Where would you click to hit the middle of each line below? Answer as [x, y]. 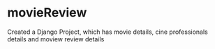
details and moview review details [56, 39]
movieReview [47, 13]
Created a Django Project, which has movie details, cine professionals [107, 32]
